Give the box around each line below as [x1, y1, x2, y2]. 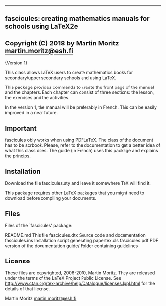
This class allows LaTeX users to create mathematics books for [5, 70, 133, 76]
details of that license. [5, 286, 50, 292]
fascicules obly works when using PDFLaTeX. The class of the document [5, 137, 153, 143]
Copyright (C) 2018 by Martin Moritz [5, 39, 119, 47]
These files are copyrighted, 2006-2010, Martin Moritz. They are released [5, 270, 155, 276]
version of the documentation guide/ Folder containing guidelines [5, 243, 138, 249]
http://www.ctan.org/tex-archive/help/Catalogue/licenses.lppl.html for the [5, 280, 155, 287]
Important [5, 124, 37, 132]
